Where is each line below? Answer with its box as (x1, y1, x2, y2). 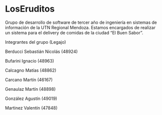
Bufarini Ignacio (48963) (5, 58, 54, 64)
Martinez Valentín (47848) (5, 105, 58, 111)
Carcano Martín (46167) (5, 77, 53, 82)
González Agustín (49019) (5, 96, 57, 101)
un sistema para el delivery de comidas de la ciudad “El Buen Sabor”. (5, 30, 144, 35)
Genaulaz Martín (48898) (5, 86, 56, 92)
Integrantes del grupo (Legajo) (5, 39, 67, 45)
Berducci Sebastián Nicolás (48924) (5, 49, 78, 54)
